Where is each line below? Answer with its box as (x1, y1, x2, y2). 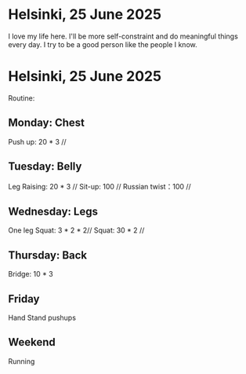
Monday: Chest (8, 116, 85, 130)
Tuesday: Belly (8, 159, 82, 174)
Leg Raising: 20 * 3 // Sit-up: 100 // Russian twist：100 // (8, 181, 192, 191)
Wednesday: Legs (8, 204, 98, 218)
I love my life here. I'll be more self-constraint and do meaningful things (8, 31, 239, 41)
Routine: (8, 93, 35, 103)
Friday (8, 292, 40, 306)
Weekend (8, 335, 56, 349)
